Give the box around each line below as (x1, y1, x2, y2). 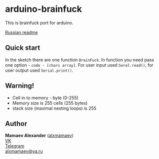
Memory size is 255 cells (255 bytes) (12, 100, 88, 106)
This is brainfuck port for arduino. (5, 20, 74, 26)
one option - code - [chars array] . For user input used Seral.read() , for (5, 62, 154, 68)
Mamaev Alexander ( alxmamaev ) (5, 132, 74, 139)
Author (5, 119, 27, 128)
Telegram (5, 143, 25, 149)
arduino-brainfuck (5, 3, 82, 15)
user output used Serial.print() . (5, 67, 74, 73)
